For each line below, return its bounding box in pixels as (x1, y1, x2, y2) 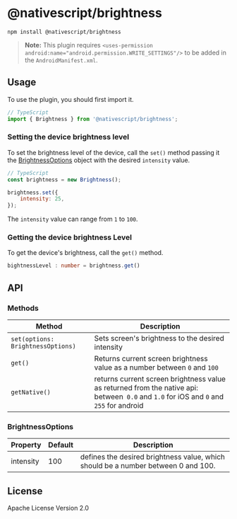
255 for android (94, 401, 144, 411)
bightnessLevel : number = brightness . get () (7, 262, 140, 270)
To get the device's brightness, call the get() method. (7, 249, 164, 257)
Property (11, 440, 42, 450)
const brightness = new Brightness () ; (7, 176, 121, 183)
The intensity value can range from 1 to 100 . (7, 215, 138, 224)
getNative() (11, 388, 51, 397)
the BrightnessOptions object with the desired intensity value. (7, 156, 190, 164)
